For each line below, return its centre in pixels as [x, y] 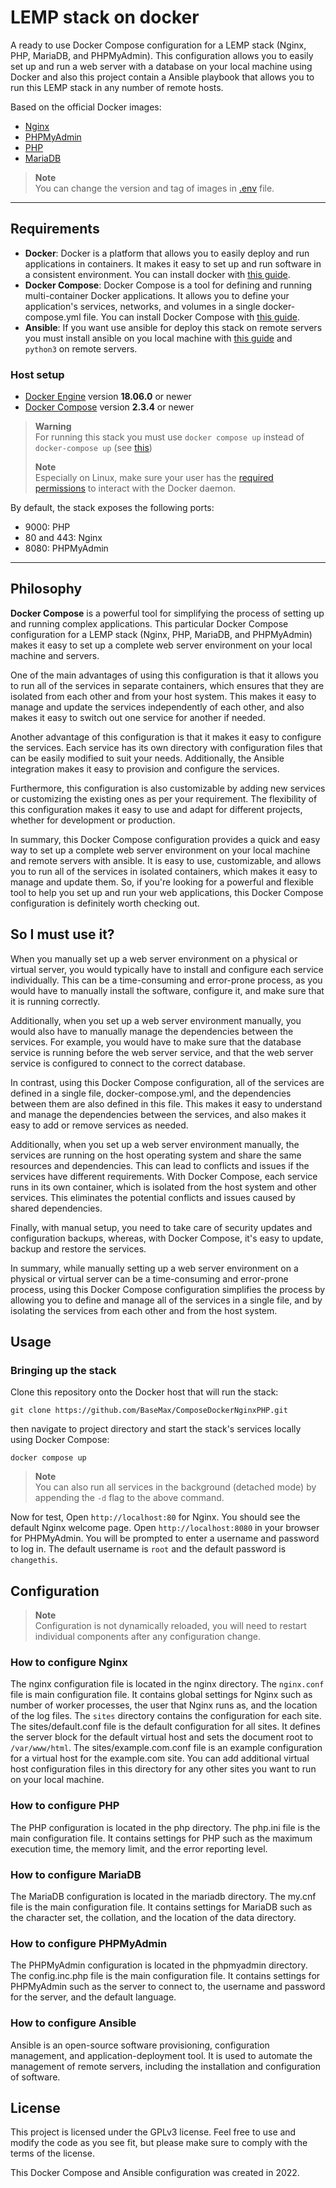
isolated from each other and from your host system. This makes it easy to [163, 696]
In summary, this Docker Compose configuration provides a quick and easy [165, 839]
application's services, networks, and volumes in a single [142, 306]
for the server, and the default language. [93, 1997]
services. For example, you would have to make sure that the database [156, 1042]
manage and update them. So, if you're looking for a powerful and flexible [162, 882]
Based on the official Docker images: [86, 107]
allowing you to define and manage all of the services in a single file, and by [166, 1300]
